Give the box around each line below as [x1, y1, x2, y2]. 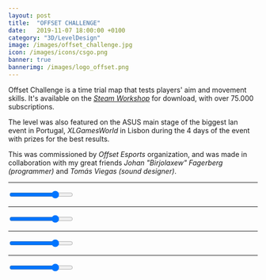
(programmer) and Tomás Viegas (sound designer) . [8, 166, 177, 175]
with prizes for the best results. [8, 134, 110, 144]
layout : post [8, 11, 51, 20]
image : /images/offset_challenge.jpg [8, 41, 133, 49]
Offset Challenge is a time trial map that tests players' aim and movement [8, 85, 247, 94]
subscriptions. [8, 102, 55, 111]
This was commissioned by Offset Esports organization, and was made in [8, 149, 248, 159]
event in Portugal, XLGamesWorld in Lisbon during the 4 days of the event [8, 125, 250, 135]
